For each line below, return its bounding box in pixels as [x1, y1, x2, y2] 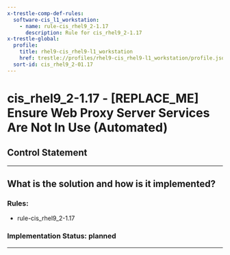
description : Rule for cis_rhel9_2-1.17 [25, 29, 142, 36]
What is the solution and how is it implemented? [7, 178, 216, 190]
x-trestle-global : [7, 36, 60, 42]
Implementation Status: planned [7, 231, 116, 241]
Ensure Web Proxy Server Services [7, 105, 210, 121]
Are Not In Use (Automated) [7, 119, 168, 135]
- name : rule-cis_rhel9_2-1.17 [19, 23, 109, 29]
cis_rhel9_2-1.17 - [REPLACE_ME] [7, 90, 199, 106]
